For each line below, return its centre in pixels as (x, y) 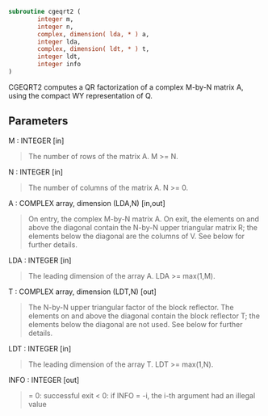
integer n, (56, 27)
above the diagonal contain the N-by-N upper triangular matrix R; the (143, 227)
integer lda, (59, 42)
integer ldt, (59, 57)
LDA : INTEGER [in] (40, 260)
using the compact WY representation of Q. (81, 95)
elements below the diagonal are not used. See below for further (135, 324)
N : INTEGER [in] (36, 172)
